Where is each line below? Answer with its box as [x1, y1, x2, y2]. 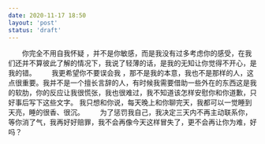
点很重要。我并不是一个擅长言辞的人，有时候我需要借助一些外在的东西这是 [8, 78, 250, 87]
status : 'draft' [8, 26, 62, 34]
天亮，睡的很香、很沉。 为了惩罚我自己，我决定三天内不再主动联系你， [8, 108, 252, 117]
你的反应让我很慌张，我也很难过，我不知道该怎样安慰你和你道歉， [35, 88, 250, 98]
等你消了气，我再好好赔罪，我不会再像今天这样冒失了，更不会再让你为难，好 [8, 117, 257, 127]
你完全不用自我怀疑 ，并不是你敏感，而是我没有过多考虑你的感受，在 [22, 49, 245, 58]
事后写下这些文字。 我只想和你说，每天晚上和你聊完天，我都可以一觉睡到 [14, 98, 252, 107]
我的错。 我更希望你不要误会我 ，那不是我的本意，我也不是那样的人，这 [8, 68, 254, 78]
